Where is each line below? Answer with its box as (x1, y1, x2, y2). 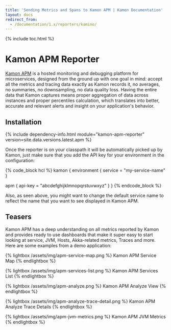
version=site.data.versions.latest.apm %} (5, 137, 92, 143)
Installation (5, 118, 42, 126)
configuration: (5, 158, 35, 163)
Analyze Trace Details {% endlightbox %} (5, 303, 92, 310)
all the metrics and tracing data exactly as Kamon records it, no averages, (5, 81, 160, 87)
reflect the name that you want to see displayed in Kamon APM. (5, 198, 139, 204)
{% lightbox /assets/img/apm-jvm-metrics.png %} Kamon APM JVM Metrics (5, 313, 166, 319)
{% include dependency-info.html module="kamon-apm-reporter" (5, 131, 145, 137)
